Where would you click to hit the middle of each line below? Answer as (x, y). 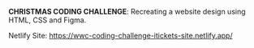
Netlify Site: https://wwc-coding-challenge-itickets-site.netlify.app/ (121, 36)
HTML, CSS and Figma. (47, 20)
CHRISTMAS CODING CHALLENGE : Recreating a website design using (127, 12)
